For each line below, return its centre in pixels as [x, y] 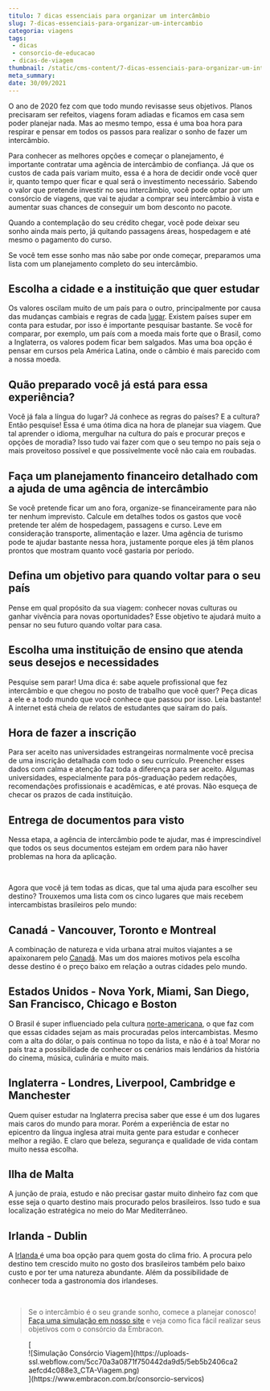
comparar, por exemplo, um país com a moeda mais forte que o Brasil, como [135, 333]
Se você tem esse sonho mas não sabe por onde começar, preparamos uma [135, 255]
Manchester [39, 1096]
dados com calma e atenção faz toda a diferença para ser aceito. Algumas [131, 769]
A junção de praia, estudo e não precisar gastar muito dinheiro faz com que [133, 1193]
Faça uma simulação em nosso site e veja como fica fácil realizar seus [144, 1321]
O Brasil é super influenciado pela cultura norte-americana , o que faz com [131, 1023]
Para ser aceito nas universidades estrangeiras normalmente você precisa [131, 752]
